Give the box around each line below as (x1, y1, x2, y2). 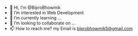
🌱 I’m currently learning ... (9, 15, 62, 20)
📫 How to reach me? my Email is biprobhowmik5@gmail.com (9, 26, 133, 31)
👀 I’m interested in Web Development (9, 10, 84, 16)
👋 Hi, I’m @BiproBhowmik (9, 5, 61, 10)
